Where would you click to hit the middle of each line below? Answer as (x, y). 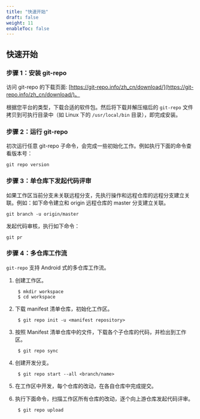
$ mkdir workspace (41, 291)
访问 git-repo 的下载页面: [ (38, 87)
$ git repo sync (38, 351)
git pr (14, 237)
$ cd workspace (37, 297)
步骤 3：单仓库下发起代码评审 (49, 181)
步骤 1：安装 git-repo (37, 73)
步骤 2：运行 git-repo (37, 131)
